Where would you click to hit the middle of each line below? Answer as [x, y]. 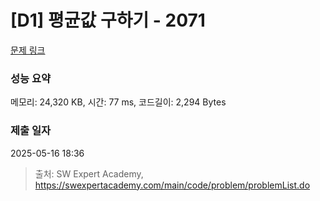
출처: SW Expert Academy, [89, 173]
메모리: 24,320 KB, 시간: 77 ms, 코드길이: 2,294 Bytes [118, 102]
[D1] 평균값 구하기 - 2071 [108, 20]
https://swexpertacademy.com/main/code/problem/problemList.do [172, 185]
